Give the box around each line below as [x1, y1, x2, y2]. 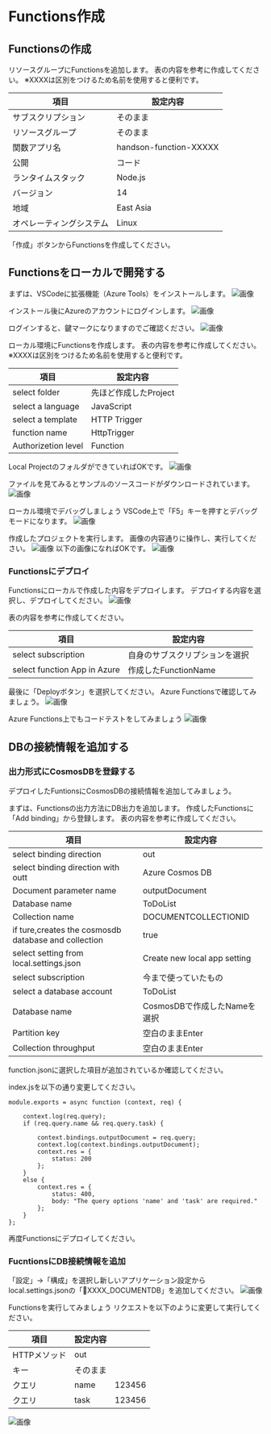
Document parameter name [12, 884, 117, 896]
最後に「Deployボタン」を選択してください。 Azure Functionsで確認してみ [8, 687, 257, 696]
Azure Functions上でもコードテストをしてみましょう [8, 714, 183, 724]
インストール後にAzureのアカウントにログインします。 [8, 306, 190, 316]
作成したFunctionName [127, 665, 216, 676]
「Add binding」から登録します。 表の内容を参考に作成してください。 [8, 813, 240, 823]
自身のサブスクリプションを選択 [127, 650, 250, 661]
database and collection [12, 934, 103, 945]
